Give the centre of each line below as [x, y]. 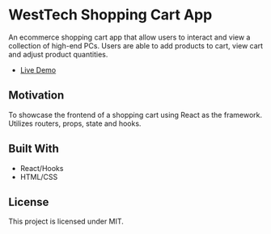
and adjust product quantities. [58, 54]
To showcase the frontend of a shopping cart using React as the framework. [135, 115]
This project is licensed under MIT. [66, 221]
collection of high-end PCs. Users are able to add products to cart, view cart [136, 45]
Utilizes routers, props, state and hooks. [75, 123]
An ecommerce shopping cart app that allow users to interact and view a [129, 37]
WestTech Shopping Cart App [110, 15]
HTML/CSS [39, 177]
